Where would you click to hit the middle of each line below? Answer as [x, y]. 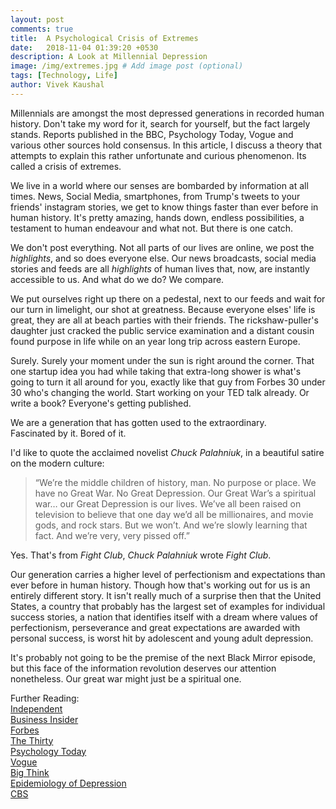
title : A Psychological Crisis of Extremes [104, 38]
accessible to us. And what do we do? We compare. [117, 279]
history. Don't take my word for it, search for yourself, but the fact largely [160, 123]
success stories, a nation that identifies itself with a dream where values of [164, 617]
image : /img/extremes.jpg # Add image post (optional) [127, 66]
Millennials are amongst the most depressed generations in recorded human [167, 113]
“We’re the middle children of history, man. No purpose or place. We [175, 482]
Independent [36, 708]
